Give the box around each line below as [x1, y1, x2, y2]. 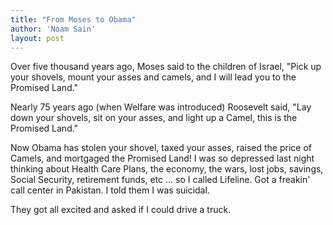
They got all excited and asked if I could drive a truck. [10, 204, 232, 216]
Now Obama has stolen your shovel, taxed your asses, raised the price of [10, 142, 312, 154]
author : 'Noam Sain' [10, 24, 97, 34]
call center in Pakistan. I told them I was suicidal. [10, 184, 210, 196]
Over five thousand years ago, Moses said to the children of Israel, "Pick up [10, 61, 322, 73]
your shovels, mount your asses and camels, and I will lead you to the [10, 71, 297, 83]
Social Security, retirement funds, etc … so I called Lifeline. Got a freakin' [10, 174, 311, 186]
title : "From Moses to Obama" [10, 14, 137, 25]
